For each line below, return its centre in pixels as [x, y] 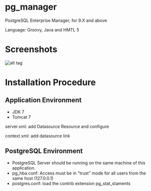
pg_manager [31, 7]
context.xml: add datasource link [38, 136]
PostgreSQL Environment [44, 151]
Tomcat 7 [21, 117]
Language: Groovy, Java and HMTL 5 [42, 30]
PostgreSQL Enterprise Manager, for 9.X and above [56, 20]
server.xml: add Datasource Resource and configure [57, 126]
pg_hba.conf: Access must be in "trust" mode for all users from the [79, 173]
